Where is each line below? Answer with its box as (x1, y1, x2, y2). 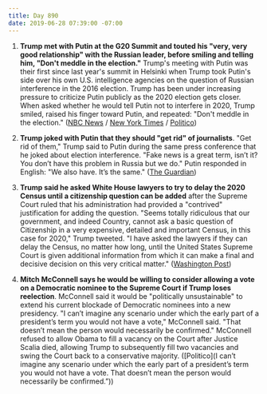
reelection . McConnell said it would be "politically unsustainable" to (19, 291, 243, 300)
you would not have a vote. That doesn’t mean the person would (19, 368, 231, 377)
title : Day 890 (8, 11, 59, 20)
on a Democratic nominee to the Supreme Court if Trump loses (19, 283, 231, 293)
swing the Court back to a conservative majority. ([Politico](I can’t (19, 351, 237, 360)
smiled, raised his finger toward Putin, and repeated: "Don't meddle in (19, 109, 249, 118)
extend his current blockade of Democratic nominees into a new (19, 300, 231, 309)
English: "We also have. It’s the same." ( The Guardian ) (19, 167, 197, 177)
